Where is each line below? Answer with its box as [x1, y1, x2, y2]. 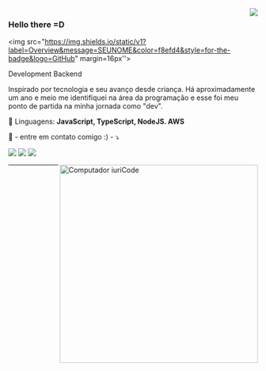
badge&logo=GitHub [8, 54, 75, 63]
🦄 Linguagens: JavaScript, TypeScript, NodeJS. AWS [8, 117, 184, 126]
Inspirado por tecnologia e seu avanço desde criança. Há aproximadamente [8, 85, 256, 94]
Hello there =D [8, 19, 65, 30]
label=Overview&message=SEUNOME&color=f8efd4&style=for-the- [8, 45, 231, 55]
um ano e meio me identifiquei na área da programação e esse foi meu [8, 93, 239, 102]
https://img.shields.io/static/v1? [44, 37, 146, 47]
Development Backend [8, 69, 82, 78]
